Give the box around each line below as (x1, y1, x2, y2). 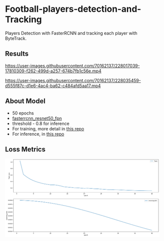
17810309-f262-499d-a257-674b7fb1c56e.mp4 (5, 68, 102, 74)
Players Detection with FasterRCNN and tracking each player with (5, 30, 138, 36)
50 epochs (12, 110, 34, 116)
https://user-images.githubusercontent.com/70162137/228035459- (5, 77, 141, 83)
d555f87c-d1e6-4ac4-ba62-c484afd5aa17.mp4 (5, 83, 101, 89)
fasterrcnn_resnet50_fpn (12, 115, 62, 121)
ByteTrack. (5, 35, 27, 41)
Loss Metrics (5, 145, 46, 153)
